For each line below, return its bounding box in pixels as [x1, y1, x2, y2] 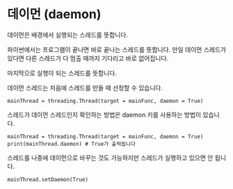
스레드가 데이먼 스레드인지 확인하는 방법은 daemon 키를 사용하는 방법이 [7, 110, 202, 119]
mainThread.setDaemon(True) [7, 176, 89, 183]
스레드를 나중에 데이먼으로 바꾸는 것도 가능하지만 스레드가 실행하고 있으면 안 [7, 154, 214, 162]
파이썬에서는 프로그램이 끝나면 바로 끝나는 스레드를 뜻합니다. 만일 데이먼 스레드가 [7, 45, 227, 54]
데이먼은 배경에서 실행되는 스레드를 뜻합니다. [7, 31, 129, 39]
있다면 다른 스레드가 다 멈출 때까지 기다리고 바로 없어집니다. [7, 54, 169, 63]
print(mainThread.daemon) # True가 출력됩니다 [7, 140, 136, 147]
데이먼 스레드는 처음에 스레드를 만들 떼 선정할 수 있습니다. [7, 83, 163, 92]
